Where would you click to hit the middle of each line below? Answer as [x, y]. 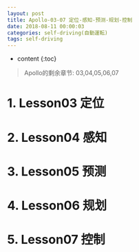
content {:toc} [37, 59]
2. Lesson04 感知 [57, 137]
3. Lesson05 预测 [57, 171]
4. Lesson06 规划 [57, 206]
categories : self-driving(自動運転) [57, 33]
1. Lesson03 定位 [56, 103]
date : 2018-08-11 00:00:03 [46, 26]
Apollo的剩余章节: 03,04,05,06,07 [71, 73]
